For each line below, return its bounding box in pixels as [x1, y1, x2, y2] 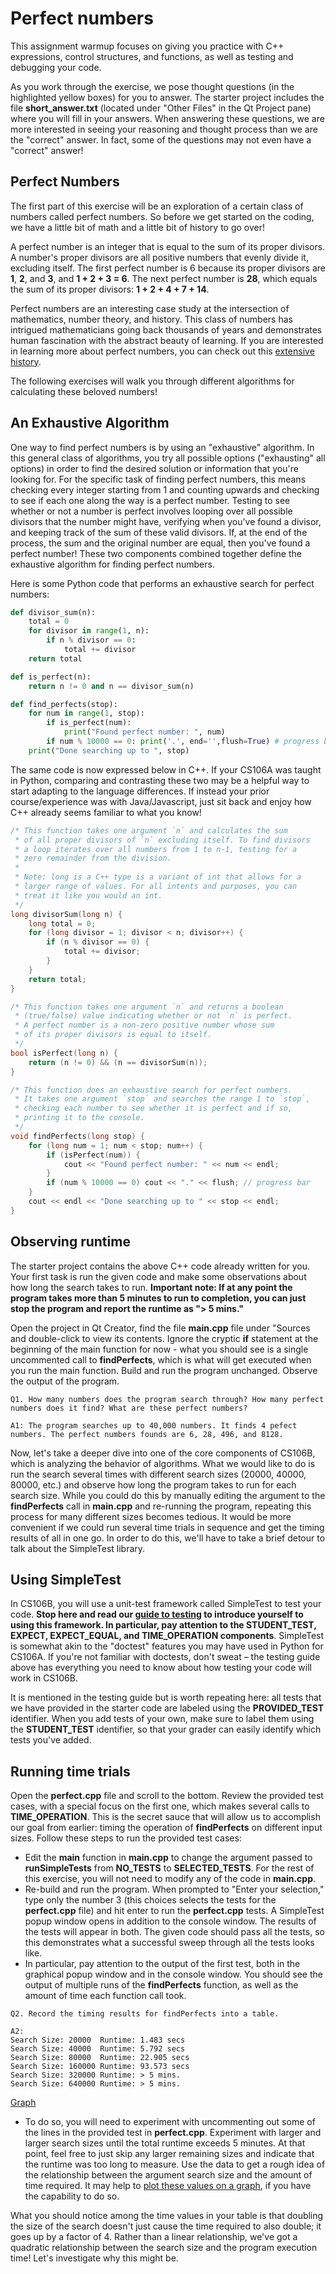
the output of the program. [10, 1375, 120, 1387]
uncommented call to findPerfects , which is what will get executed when [10, 1353, 312, 1366]
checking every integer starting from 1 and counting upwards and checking [10, 483, 320, 496]
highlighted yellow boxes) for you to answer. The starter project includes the [10, 91, 325, 103]
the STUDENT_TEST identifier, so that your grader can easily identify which [10, 1723, 322, 1736]
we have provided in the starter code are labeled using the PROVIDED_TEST [10, 1702, 325, 1714]
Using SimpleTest [10, 1572, 122, 1589]
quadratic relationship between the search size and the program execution [10, 2242, 318, 2254]
